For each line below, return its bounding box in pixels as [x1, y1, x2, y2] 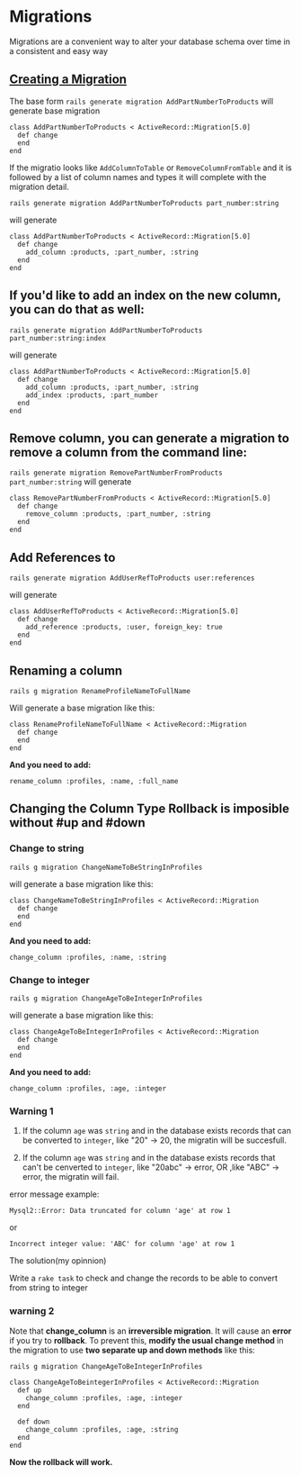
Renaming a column [9, 663, 123, 678]
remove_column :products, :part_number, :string [25, 510, 211, 519]
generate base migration [9, 105, 101, 116]
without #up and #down [9, 815, 146, 830]
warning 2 [9, 1305, 55, 1317]
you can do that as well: [9, 302, 146, 317]
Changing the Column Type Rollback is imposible [9, 801, 290, 817]
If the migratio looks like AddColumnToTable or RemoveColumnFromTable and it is [9, 162, 292, 173]
